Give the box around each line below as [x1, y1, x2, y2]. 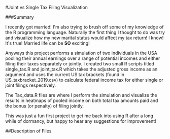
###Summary [5, 14, 34, 20]
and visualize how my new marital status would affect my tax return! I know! [5, 35, 164, 41]
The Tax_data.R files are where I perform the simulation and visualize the [5, 92, 157, 98]
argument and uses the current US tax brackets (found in [5, 72, 124, 78]
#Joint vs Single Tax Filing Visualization [5, 5, 88, 10]
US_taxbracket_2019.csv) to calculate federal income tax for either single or [5, 77, 163, 83]
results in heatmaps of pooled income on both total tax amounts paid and [5, 97, 158, 103]
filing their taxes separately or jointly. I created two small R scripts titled [5, 61, 155, 66]
